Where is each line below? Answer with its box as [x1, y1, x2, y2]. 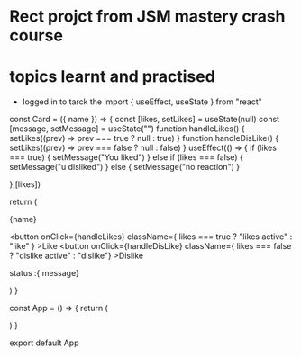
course [9, 25, 63, 46]
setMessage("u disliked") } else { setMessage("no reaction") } [9, 162, 241, 173]
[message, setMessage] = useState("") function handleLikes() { [9, 123, 245, 134]
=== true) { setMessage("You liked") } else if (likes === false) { [9, 152, 243, 163]
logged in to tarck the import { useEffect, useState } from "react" [22, 96, 263, 107]
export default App [9, 337, 79, 348]
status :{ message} [9, 268, 79, 279]
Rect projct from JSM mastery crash [9, 6, 286, 27]
